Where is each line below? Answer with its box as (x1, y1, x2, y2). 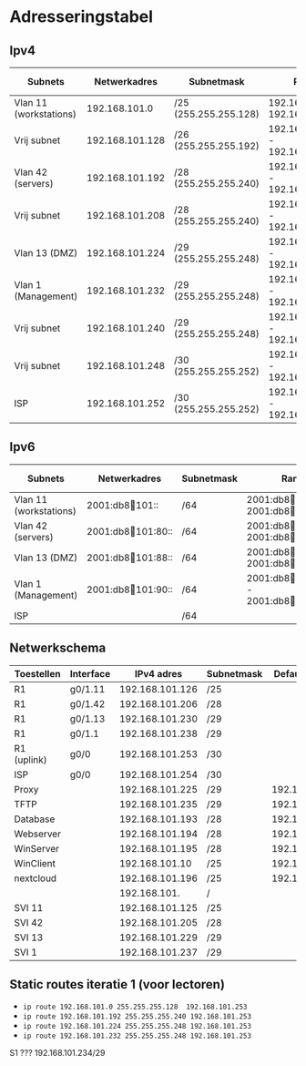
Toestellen (14, 667, 61, 680)
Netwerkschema (9, 641, 107, 656)
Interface (69, 667, 111, 680)
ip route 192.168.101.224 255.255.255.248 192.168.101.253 (22, 1022, 252, 1031)
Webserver (14, 827, 62, 840)
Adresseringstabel (9, 6, 153, 27)
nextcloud (14, 872, 57, 885)
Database (14, 813, 56, 825)
